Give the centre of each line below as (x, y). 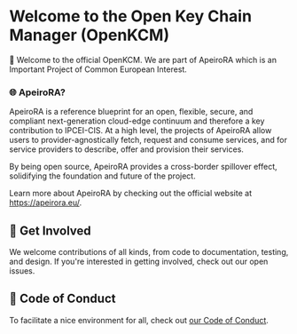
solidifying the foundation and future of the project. (103, 176)
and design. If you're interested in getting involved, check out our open (139, 262)
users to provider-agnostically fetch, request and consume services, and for (148, 140)
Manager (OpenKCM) (90, 35)
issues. (22, 271)
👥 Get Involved (50, 231)
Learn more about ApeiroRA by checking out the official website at (131, 194)
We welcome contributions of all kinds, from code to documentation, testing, (149, 252)
